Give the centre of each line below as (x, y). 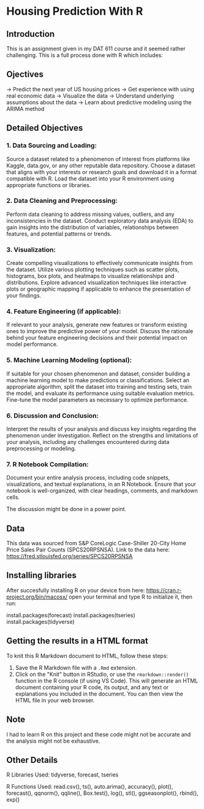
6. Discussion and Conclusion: (53, 415)
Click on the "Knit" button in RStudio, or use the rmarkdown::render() (102, 674)
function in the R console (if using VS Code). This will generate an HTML (107, 681)
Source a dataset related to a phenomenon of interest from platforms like (98, 159)
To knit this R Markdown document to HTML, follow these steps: (87, 656)
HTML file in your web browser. (55, 700)
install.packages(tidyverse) (40, 621)
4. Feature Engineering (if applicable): (64, 312)
